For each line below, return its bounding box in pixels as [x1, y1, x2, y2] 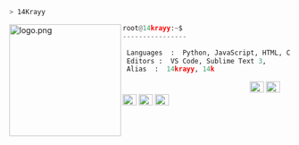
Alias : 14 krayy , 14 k [126, 64, 215, 74]
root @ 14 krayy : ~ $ [122, 23, 183, 32]
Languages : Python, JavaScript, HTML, [126, 48, 283, 57]
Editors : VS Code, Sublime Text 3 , [126, 56, 267, 65]
